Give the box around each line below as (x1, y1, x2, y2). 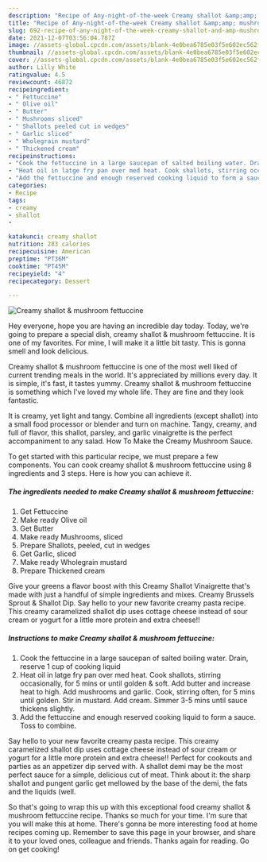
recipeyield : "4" (8, 269, 66, 278)
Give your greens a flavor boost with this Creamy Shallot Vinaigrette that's (8, 582, 250, 591)
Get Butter (19, 524, 54, 533)
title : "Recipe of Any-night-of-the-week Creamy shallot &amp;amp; (8, 19, 237, 27)
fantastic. (8, 396, 39, 405)
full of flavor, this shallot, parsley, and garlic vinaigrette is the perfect (8, 428, 233, 438)
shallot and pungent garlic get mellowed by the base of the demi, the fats (8, 779, 248, 788)
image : (8, 41, 30, 49)
